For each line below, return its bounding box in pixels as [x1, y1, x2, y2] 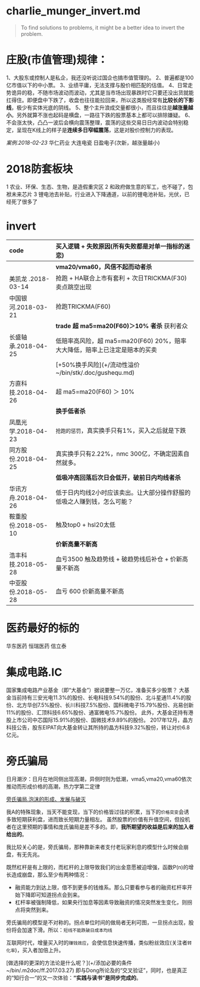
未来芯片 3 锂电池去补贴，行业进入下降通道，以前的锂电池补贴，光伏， [11, 190, 185, 198]
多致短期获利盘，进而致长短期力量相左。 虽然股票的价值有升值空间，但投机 [6, 815, 190, 823]
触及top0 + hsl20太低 [55, 520, 116, 528]
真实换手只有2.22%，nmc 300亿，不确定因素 [55, 450, 184, 458]
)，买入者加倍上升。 [14, 946, 64, 954]
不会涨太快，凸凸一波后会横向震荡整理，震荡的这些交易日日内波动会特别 [6, 118, 183, 126]
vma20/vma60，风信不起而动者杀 [55, 262, 152, 271]
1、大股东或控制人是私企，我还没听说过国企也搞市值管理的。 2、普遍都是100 [6, 74, 194, 81]
